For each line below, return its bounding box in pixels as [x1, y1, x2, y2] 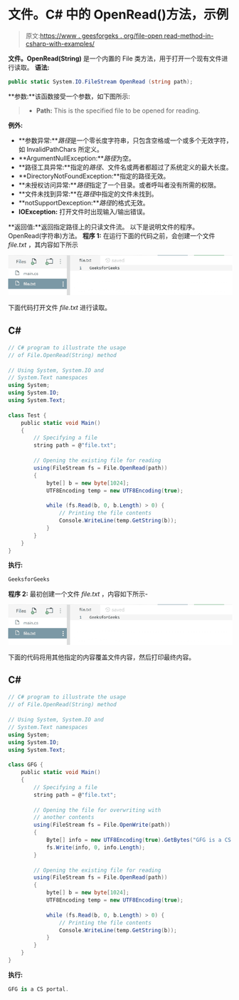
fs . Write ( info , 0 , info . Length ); [46, 844, 145, 851]
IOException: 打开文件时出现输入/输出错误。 [18, 207, 149, 216]
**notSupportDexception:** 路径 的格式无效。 [18, 198, 149, 207]
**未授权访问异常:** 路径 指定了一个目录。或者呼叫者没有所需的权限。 [18, 180, 220, 189]
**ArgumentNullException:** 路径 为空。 [18, 154, 136, 163]
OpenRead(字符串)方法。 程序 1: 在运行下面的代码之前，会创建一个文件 [8, 231, 216, 239]
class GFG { [8, 761, 43, 768]
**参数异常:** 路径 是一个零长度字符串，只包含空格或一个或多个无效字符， [18, 136, 233, 145]
